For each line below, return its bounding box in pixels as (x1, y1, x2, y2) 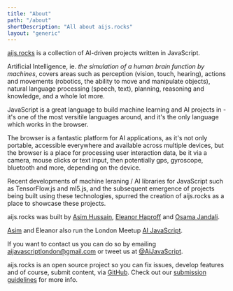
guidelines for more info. (7, 276, 78, 284)
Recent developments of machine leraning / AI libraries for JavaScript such (7, 177, 224, 186)
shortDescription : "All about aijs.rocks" (7, 23, 133, 30)
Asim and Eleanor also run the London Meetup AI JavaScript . (7, 226, 183, 234)
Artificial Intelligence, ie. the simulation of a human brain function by (7, 62, 205, 70)
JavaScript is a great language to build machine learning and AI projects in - (7, 105, 226, 114)
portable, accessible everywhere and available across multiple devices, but (7, 141, 224, 150)
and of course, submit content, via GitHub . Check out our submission (7, 268, 206, 276)
